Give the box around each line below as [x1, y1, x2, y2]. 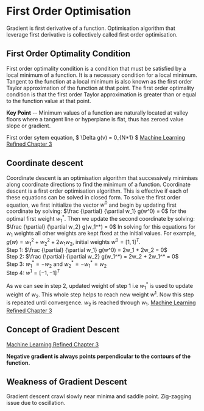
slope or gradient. [6, 122, 51, 129]
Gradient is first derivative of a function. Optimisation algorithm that [6, 24, 175, 32]
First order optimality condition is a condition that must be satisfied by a [6, 65, 186, 72]
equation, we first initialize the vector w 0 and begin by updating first [6, 200, 177, 209]
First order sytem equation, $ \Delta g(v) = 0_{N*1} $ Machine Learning [6, 134, 186, 141]
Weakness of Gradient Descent [6, 376, 127, 387]
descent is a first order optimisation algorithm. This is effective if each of [6, 187, 189, 195]
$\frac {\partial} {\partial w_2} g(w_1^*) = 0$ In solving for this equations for [6, 223, 196, 230]
